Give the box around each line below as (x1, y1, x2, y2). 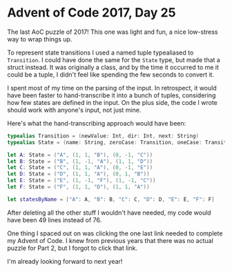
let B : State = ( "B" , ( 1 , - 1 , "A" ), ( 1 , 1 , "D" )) (7, 157, 153, 165)
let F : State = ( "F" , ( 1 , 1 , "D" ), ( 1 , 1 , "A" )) (7, 184, 150, 191)
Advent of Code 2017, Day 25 (7, 5, 176, 21)
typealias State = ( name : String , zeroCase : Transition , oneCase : (7, 139, 202, 146)
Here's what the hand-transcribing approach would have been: (7, 119, 186, 127)
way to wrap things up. (7, 35, 72, 43)
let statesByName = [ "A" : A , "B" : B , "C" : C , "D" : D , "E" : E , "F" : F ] (7, 195, 215, 203)
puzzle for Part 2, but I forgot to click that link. (7, 244, 138, 252)
